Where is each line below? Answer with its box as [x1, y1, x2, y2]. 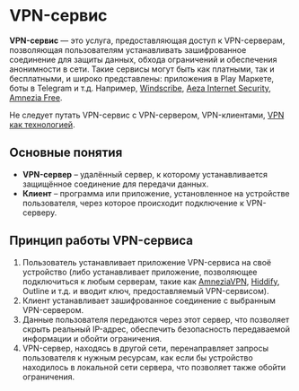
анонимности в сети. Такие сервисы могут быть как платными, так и [9, 64, 276, 74]
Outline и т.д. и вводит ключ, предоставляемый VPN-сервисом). [22, 285, 269, 296]
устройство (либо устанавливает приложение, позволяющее [22, 266, 258, 277]
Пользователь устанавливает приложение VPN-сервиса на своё [22, 256, 272, 267]
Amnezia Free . [9, 91, 63, 103]
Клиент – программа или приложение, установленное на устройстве [22, 187, 290, 198]
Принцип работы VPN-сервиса [9, 233, 193, 248]
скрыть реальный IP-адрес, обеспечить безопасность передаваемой [22, 324, 290, 335]
